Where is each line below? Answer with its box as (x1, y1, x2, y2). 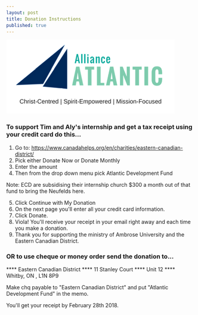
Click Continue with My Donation (14, 199, 96, 206)
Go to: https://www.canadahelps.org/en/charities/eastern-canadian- (14, 144, 183, 151)
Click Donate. (14, 211, 48, 219)
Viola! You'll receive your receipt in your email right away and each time (14, 218, 191, 225)
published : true (6, 22, 47, 28)
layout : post (6, 10, 39, 16)
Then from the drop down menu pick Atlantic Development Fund (14, 169, 173, 177)
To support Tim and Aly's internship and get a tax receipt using (6, 123, 193, 131)
